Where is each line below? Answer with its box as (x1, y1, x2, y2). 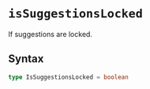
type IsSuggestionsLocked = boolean (8, 73, 129, 81)
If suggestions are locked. (8, 29, 93, 39)
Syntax (8, 52, 44, 65)
